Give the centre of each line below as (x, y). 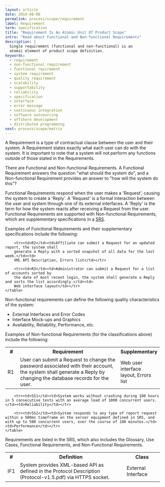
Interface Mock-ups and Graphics (46, 320)
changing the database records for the (65, 378)
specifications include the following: (41, 234)
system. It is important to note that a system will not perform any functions (80, 153)
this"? (11, 184)
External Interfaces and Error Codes (49, 314)
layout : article (22, 10)
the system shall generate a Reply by (63, 372)
